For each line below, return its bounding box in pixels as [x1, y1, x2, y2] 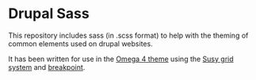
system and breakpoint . [8, 62, 86, 71]
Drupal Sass [8, 5, 90, 23]
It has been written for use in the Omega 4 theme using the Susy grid [8, 54, 234, 64]
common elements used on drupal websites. [8, 38, 153, 48]
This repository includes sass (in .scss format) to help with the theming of [8, 31, 249, 40]
